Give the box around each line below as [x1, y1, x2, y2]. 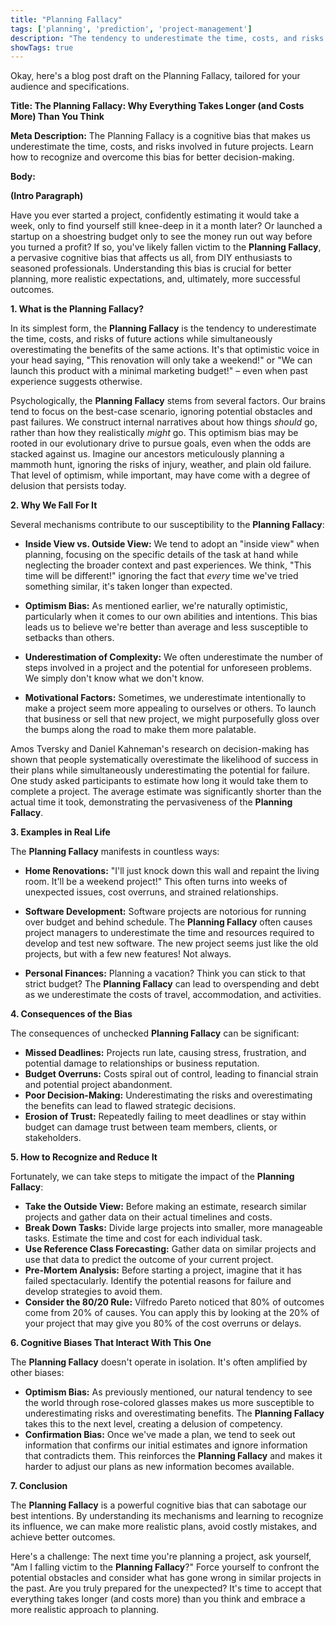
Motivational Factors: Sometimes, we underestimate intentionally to [24, 692, 307, 704]
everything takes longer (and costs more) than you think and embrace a [10, 1593, 306, 1605]
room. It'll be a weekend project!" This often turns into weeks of [24, 876, 288, 888]
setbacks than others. [24, 632, 115, 644]
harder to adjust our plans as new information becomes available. [24, 1461, 295, 1473]
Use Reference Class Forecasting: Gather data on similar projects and [24, 1243, 317, 1255]
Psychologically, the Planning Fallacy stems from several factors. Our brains [10, 395, 326, 407]
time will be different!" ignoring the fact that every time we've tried [24, 570, 299, 582]
